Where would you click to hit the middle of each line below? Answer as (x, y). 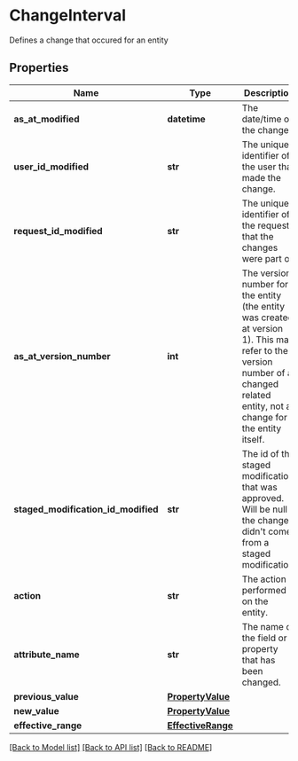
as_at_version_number (62, 356)
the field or (264, 638)
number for (265, 284)
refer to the (265, 350)
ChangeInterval (68, 16)
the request (266, 225)
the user (259, 167)
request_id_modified (59, 231)
